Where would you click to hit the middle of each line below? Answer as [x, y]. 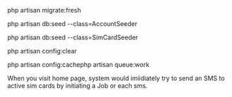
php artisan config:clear [42, 51]
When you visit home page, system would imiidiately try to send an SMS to [116, 78]
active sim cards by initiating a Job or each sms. [77, 86]
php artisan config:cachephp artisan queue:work [79, 65]
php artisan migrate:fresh [44, 10]
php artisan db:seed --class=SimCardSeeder [73, 37]
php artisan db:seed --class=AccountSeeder [72, 24]
